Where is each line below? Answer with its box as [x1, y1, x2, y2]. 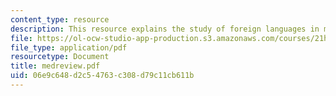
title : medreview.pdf [10, 61, 101, 71]
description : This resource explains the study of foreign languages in [10, 24, 320, 34]
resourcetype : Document [10, 52, 110, 62]
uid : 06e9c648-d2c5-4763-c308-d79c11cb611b [10, 71, 195, 81]
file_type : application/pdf [10, 42, 128, 53]
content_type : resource [10, 14, 110, 25]
